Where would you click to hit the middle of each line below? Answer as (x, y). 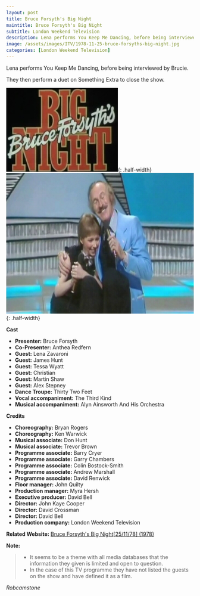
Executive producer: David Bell (53, 497)
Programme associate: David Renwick (62, 478)
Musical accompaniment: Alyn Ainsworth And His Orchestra (90, 404)
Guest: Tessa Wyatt (39, 366)
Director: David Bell (39, 516)
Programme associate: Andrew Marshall (65, 471)
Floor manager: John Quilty (49, 484)
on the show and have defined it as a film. (81, 576)
